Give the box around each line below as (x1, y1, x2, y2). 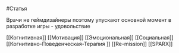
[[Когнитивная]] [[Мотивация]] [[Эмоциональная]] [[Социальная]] (6, 34, 174, 41)
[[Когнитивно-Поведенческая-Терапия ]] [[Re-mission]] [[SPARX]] (6, 41, 173, 47)
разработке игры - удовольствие (6, 23, 90, 29)
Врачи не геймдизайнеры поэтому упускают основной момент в (6, 16, 171, 23)
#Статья (6, 5, 27, 12)
